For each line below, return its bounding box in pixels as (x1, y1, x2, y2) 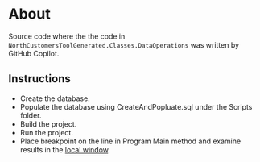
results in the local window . (19, 144, 111, 154)
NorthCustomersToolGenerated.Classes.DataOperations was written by (8, 39, 240, 49)
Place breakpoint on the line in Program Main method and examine (19, 136, 241, 146)
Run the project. (19, 127, 74, 137)
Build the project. (19, 118, 77, 129)
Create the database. (19, 93, 90, 103)
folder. (19, 110, 42, 120)
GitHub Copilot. (8, 48, 60, 58)
